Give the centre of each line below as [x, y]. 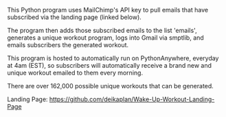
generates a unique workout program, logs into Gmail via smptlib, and [105, 38]
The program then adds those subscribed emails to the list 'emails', [102, 30]
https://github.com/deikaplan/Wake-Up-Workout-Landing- [132, 99]
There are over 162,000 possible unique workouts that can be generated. [111, 86]
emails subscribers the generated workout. [68, 45]
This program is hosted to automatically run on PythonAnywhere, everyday [113, 58]
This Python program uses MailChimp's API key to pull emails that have [108, 10]
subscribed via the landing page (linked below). [75, 17]
